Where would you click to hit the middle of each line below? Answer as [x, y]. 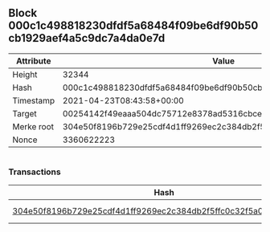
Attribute [33, 61]
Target [25, 113]
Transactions [35, 172]
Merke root [33, 126]
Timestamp [34, 100]
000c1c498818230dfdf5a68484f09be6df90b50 [133, 26]
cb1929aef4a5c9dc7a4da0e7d [87, 38]
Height [25, 74]
